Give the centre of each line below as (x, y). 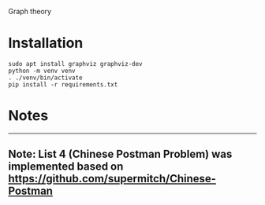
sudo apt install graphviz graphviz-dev (76, 64)
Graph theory (30, 11)
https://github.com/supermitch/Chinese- (112, 179)
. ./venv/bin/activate (45, 78)
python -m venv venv (42, 71)
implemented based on (66, 167)
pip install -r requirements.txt (63, 84)
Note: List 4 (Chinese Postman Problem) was (120, 154)
